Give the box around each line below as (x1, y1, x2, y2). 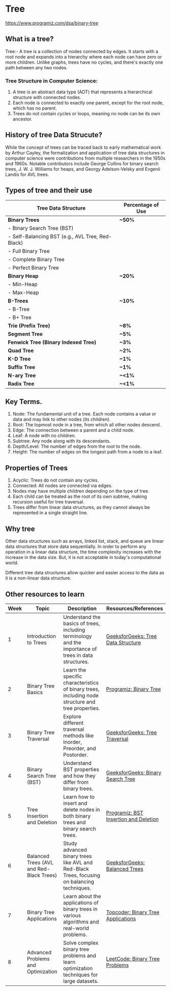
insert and (63, 799, 88, 806)
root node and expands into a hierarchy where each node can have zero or (5, 54, 162, 60)
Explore (63, 713, 81, 720)
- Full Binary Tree (8, 247, 50, 255)
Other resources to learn (5, 590, 85, 598)
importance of (63, 645, 97, 652)
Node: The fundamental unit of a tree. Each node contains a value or (12, 411, 157, 417)
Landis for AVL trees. (5, 171, 49, 177)
